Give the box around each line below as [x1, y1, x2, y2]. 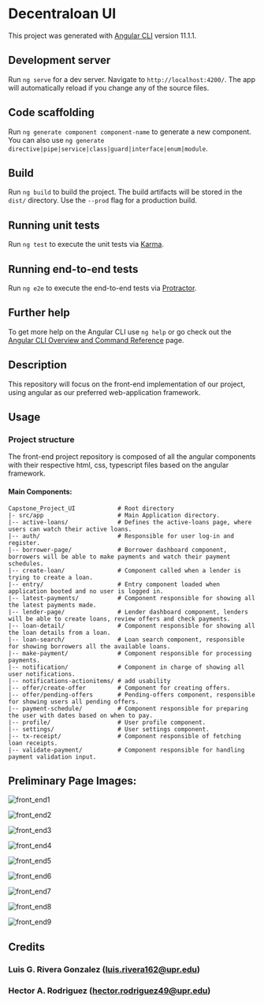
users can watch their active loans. [8, 525, 132, 533]
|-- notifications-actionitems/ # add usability [8, 677, 171, 685]
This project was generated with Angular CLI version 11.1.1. [8, 31, 197, 40]
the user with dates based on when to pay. [8, 711, 154, 719]
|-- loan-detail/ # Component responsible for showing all [8, 621, 256, 629]
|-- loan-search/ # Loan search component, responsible [8, 636, 245, 644]
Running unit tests [8, 218, 100, 232]
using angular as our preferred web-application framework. [8, 387, 201, 397]
